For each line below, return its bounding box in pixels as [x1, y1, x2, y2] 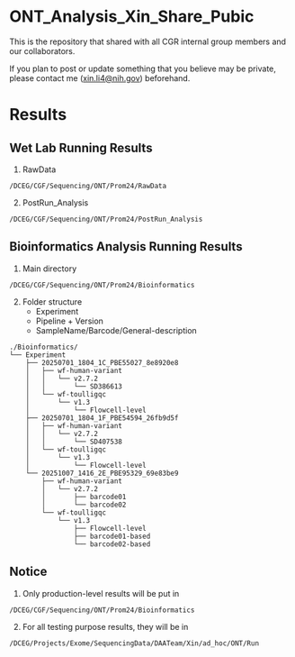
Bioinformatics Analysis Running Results [9, 239, 243, 254]
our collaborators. [9, 45, 76, 56]
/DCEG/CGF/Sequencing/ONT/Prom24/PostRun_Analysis [9, 214, 203, 224]
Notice [9, 564, 48, 579]
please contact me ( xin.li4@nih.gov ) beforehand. [9, 72, 191, 83]
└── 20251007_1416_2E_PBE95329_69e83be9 [25, 469, 179, 478]
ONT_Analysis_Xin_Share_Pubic [9, 6, 255, 27]
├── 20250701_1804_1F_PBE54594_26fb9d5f [25, 413, 179, 423]
